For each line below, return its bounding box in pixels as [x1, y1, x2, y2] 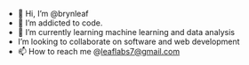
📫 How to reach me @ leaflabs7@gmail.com [17, 47, 181, 56]
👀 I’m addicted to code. [17, 18, 103, 28]
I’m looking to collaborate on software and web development [17, 36, 240, 47]
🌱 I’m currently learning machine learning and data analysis [17, 27, 236, 37]
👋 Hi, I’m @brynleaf [17, 9, 89, 18]
